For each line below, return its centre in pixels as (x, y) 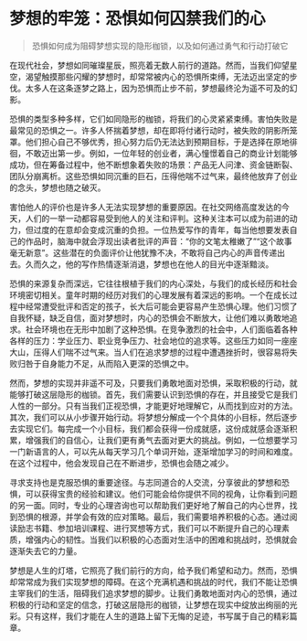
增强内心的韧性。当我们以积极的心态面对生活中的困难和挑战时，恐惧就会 (161, 540)
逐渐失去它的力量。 (46, 550)
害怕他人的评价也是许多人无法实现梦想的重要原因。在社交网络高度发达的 (145, 207)
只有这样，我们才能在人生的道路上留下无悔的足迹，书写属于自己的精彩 (157, 616)
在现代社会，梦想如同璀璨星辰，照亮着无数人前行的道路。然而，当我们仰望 (149, 65)
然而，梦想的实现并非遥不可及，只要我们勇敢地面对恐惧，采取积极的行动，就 (153, 383)
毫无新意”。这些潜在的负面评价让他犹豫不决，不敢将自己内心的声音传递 (143, 252)
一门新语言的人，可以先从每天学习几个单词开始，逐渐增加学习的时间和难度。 (153, 451)
